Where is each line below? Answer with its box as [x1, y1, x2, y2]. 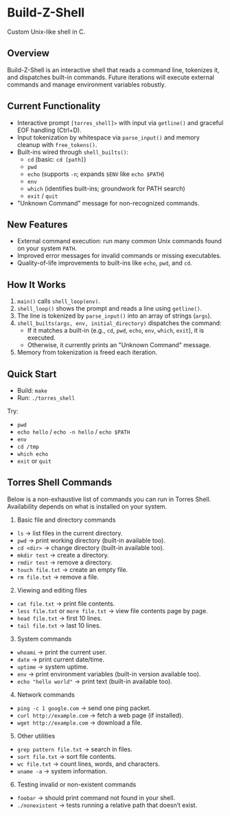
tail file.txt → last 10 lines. [16, 621, 102, 630]
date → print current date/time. [16, 655, 105, 663]
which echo [16, 451, 49, 458]
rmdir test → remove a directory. [16, 558, 113, 566]
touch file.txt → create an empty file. [16, 565, 128, 573]
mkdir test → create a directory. [16, 551, 109, 559]
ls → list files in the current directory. [16, 529, 123, 537]
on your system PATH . [16, 244, 78, 252]
